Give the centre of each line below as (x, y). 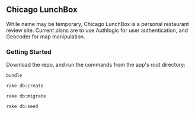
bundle (14, 76)
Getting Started (29, 51)
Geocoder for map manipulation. (46, 36)
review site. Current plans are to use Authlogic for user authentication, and (97, 30)
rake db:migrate (26, 96)
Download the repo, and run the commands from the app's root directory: (96, 65)
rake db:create (25, 86)
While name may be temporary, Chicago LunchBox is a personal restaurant (98, 24)
